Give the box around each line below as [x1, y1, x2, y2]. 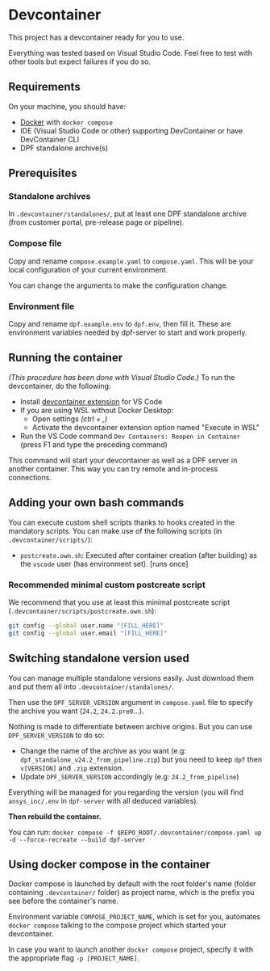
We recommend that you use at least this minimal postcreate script [8, 597, 231, 607]
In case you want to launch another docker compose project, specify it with [8, 944, 254, 955]
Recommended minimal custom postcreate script [8, 579, 206, 590]
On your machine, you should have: [8, 101, 127, 111]
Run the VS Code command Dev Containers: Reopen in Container [19, 431, 241, 441]
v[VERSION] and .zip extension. [19, 762, 124, 773]
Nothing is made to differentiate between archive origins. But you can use [8, 721, 253, 731]
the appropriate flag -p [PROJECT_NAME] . [8, 953, 139, 963]
